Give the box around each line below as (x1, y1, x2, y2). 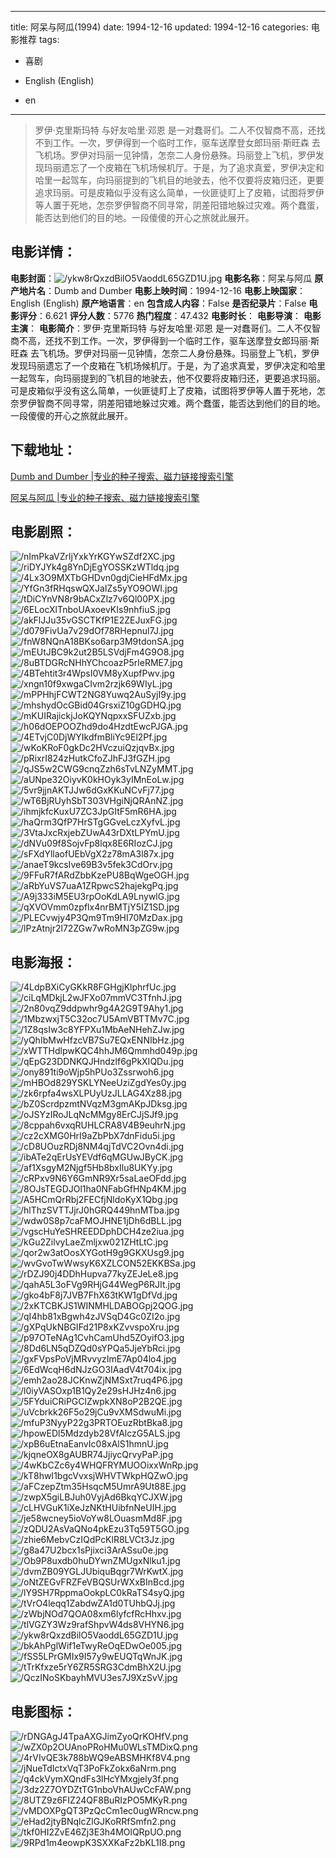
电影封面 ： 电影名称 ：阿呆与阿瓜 (10, 272, 313, 284)
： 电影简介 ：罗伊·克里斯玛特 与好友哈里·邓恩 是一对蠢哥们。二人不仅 (28, 322, 312, 334)
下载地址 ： (10, 442, 77, 459)
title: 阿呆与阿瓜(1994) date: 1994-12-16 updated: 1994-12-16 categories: (10, 21, 309, 33)
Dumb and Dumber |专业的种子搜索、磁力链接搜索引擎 (10, 470, 235, 482)
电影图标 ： (10, 1703, 77, 1720)
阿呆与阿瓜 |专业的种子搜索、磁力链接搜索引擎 (10, 491, 200, 503)
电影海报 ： (10, 954, 77, 971)
